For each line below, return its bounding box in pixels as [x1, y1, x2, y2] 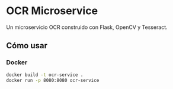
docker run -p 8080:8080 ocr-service [6, 77, 100, 83]
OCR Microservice [6, 4, 98, 18]
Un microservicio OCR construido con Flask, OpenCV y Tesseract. [6, 24, 168, 31]
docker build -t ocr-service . [6, 72, 84, 78]
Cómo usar [6, 41, 48, 51]
